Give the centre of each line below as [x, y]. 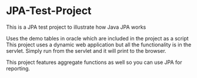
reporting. [18, 68]
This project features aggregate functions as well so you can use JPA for [94, 62]
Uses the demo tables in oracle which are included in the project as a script [98, 38]
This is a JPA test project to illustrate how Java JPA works [76, 27]
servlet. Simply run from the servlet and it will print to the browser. [86, 50]
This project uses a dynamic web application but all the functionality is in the [99, 45]
